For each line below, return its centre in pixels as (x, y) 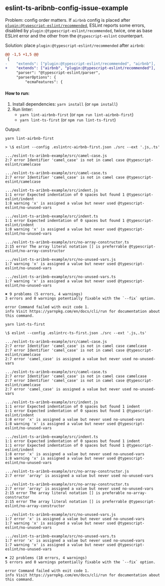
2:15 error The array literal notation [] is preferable (65, 493)
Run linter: (23, 109)
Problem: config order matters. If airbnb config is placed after (68, 20)
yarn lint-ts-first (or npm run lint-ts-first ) (68, 120)
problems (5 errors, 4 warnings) (48, 294)
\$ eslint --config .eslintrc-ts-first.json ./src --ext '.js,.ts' (76, 333)
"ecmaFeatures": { (44, 82)
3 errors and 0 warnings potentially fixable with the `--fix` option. (80, 298)
